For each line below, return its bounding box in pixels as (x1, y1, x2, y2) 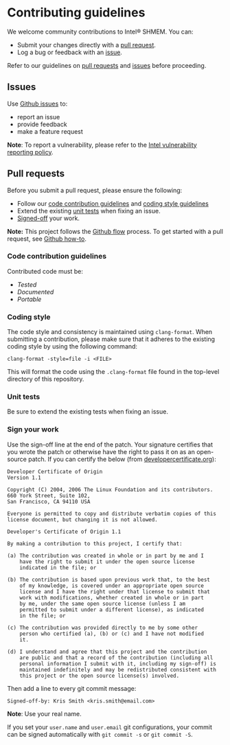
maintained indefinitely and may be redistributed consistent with (19, 666, 216, 673)
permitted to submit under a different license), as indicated (19, 606, 205, 613)
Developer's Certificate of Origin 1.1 (7, 528, 122, 535)
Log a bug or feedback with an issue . (16, 48, 122, 56)
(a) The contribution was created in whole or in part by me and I (7, 552, 205, 559)
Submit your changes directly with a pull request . (16, 40, 157, 49)
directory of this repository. (7, 375, 84, 383)
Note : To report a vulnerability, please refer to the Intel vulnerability (7, 141, 197, 149)
